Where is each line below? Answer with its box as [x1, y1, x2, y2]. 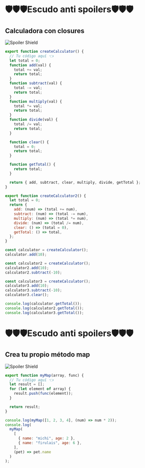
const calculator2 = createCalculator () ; [5, 261, 91, 266]
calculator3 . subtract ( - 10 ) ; [5, 288, 62, 293]
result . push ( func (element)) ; [14, 391, 73, 396]
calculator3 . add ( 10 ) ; [5, 283, 49, 288]
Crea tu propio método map [5, 350, 90, 359]
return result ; [9, 404, 41, 409]
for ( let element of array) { [9, 386, 71, 391]
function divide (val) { [9, 117, 58, 122]
